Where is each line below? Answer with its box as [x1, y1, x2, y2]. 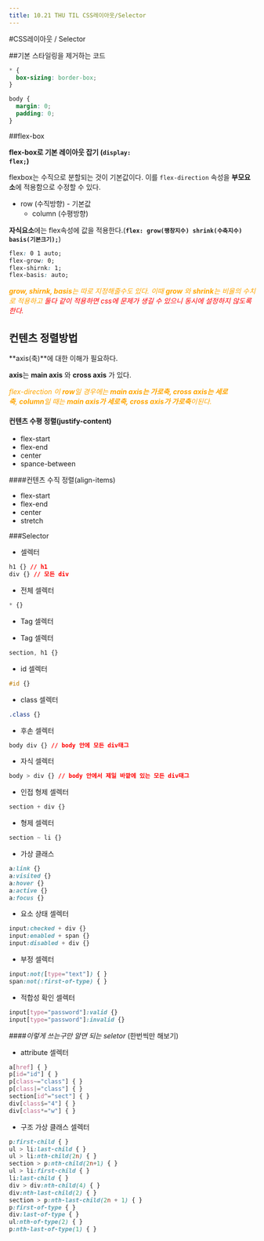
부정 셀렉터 [20, 954, 55, 964]
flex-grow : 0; [9, 257, 56, 265]
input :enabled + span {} [9, 932, 90, 940]
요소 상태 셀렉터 [20, 909, 69, 918]
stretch [20, 516, 44, 526]
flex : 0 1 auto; [9, 249, 62, 257]
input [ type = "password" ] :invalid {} [9, 1016, 125, 1024]
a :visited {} [9, 872, 52, 880]
